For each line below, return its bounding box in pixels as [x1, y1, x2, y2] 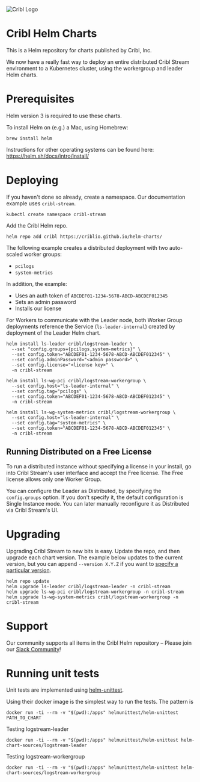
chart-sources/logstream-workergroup [6, 770, 101, 776]
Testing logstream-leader [6, 725, 69, 733]
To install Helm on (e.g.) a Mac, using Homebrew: [6, 123, 129, 131]
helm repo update [6, 578, 50, 584]
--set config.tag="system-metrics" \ [11, 420, 106, 426]
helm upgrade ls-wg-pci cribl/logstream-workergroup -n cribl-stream [6, 589, 184, 595]
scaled [6, 250, 23, 258]
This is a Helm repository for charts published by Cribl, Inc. [6, 46, 152, 54]
